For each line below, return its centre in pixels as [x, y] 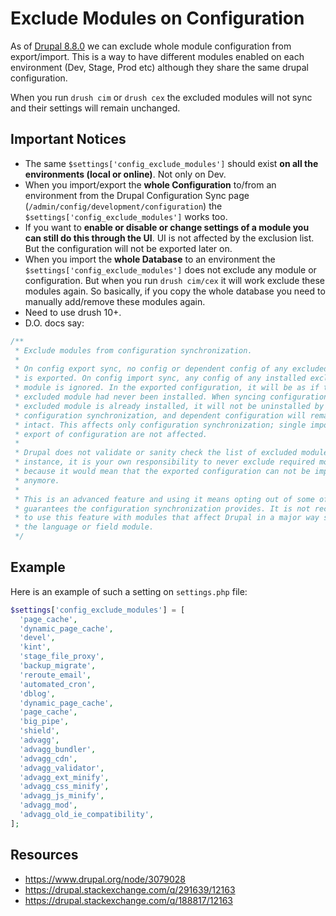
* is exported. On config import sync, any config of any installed [160, 378]
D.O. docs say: [54, 323]
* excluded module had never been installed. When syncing [140, 397]
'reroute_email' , [55, 675]
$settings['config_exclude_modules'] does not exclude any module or [170, 269]
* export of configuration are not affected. [111, 434]
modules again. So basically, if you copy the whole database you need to [175, 291]
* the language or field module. [84, 527]
